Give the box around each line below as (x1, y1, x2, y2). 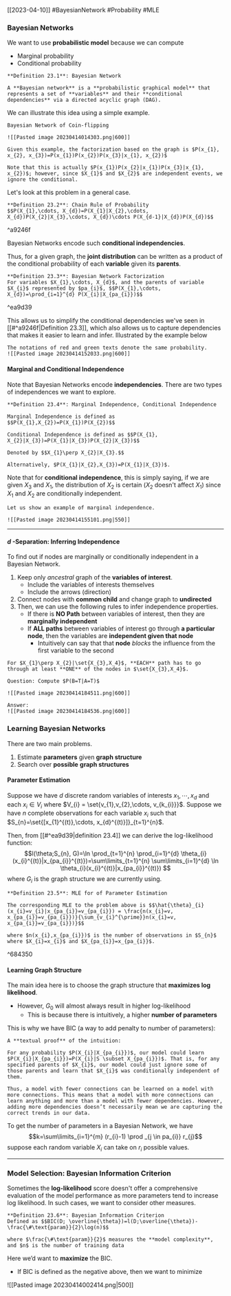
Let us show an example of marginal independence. (7, 504, 155, 511)
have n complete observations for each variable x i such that (7, 809, 177, 819)
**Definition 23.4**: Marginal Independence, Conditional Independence (7, 401, 217, 408)
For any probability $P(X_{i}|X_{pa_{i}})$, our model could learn (7, 1049, 205, 1056)
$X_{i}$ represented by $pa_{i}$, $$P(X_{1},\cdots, (7, 285, 162, 292)
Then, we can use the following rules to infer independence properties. (16, 602, 219, 611)
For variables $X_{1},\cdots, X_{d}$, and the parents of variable (7, 279, 205, 286)
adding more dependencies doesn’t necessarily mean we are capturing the (7, 1103, 223, 1110)
